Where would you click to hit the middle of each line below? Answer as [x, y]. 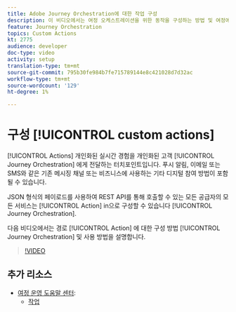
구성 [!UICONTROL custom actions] [111, 135]
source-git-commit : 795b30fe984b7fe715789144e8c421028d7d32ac [100, 72]
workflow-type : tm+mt [39, 79]
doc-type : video [31, 53]
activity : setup [31, 60]
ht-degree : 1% [28, 92]
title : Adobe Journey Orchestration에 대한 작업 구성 [83, 14]
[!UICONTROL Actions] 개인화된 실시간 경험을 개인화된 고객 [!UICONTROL [111, 156]
